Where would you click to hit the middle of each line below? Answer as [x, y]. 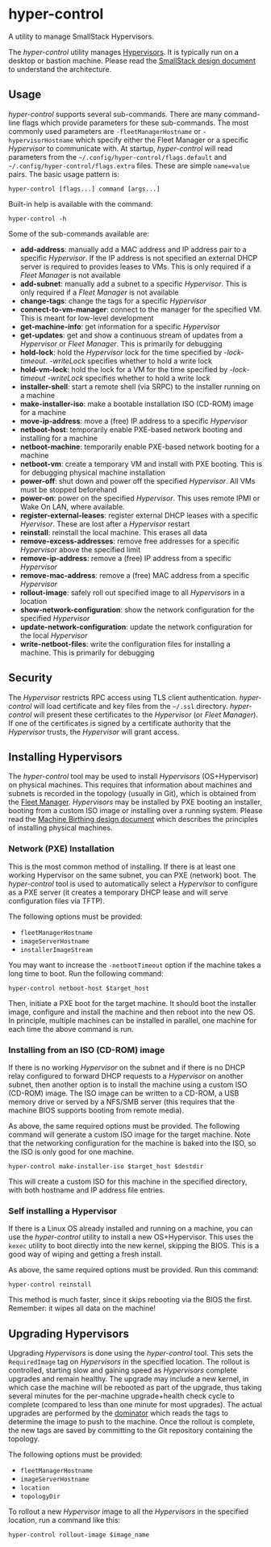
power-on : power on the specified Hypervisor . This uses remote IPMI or [140, 498]
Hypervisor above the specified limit [80, 549]
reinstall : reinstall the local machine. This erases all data [114, 532]
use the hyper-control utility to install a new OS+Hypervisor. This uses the [131, 1237]
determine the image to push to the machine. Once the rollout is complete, [132, 1422]
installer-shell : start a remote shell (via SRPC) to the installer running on [140, 386]
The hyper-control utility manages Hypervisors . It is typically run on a [124, 52]
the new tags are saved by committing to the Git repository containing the [131, 1431]
